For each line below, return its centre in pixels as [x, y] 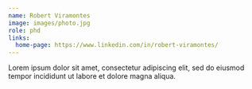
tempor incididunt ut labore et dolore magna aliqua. [92, 76]
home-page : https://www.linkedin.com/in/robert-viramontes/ [117, 45]
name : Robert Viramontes [49, 15]
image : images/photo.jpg [49, 23]
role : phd [25, 30]
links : [19, 38]
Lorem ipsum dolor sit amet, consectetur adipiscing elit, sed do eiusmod [126, 68]
